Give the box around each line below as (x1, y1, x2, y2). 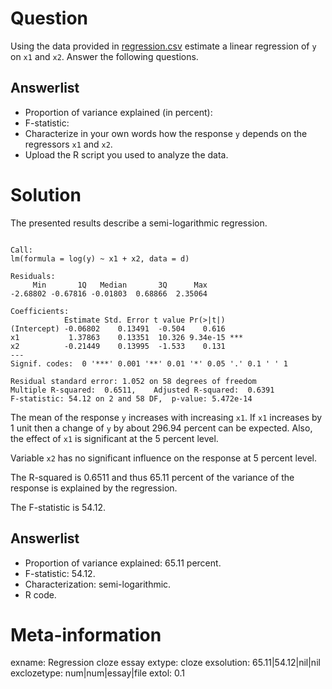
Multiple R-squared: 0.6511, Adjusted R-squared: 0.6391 (10, 385, 275, 395)
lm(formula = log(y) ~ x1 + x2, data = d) (10, 253, 190, 264)
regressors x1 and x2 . (24, 138, 113, 150)
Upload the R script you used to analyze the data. (24, 148, 229, 161)
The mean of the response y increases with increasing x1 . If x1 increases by (10, 411, 323, 423)
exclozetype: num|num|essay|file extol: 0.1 (10, 667, 186, 679)
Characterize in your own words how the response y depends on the (24, 127, 308, 139)
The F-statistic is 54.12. (10, 501, 106, 513)
